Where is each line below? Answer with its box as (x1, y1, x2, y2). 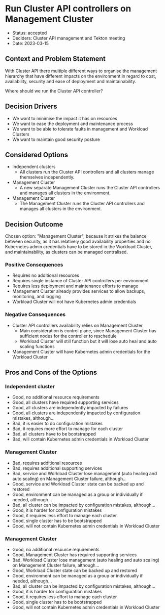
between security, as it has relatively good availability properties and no (5, 238, 151, 245)
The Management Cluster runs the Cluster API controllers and (19, 201, 145, 207)
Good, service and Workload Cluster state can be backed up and (12, 481, 144, 487)
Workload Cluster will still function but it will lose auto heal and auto (19, 338, 157, 344)
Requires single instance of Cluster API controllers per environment (12, 278, 149, 284)
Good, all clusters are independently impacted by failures (12, 405, 129, 411)
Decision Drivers (5, 102, 58, 111)
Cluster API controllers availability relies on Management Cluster (12, 322, 143, 328)
